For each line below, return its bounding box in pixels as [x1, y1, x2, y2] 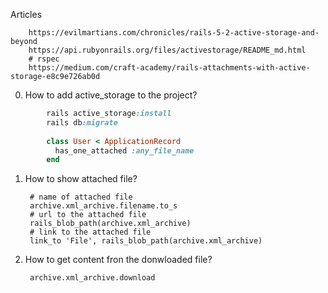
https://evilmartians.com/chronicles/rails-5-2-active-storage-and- [28, 28, 320, 38]
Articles [10, 9, 43, 20]
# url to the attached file [29, 210, 147, 220]
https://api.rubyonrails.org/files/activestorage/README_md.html [28, 45, 307, 55]
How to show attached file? [24, 173, 138, 185]
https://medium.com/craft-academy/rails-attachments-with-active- [28, 63, 311, 73]
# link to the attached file [29, 227, 152, 238]
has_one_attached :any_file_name [54, 145, 195, 156]
